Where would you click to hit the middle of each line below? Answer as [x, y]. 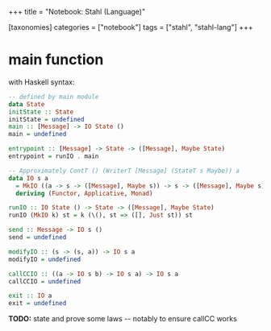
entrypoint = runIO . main [54, 156]
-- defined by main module [54, 97]
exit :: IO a [30, 296]
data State [27, 104]
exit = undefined [38, 304]
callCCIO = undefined [45, 281]
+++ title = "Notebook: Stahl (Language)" [77, 12]
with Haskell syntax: [42, 82]
